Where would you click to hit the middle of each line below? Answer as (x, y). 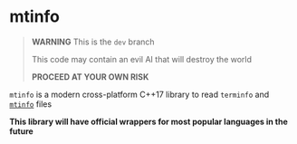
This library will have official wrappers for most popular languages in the (148, 121)
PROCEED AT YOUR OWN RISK (90, 77)
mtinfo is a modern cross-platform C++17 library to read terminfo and (139, 94)
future (21, 131)
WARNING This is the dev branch (93, 42)
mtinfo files (31, 104)
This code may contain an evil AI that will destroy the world (141, 59)
